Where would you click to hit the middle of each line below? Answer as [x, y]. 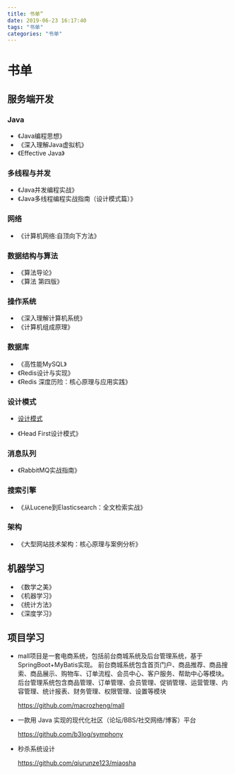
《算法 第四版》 [40, 282]
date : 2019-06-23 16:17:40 [47, 21]
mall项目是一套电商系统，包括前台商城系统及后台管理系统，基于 [110, 656]
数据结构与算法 [33, 255]
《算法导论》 [36, 272]
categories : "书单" [35, 34]
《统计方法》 [36, 604]
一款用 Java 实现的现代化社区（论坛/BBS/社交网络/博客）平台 [107, 720]
